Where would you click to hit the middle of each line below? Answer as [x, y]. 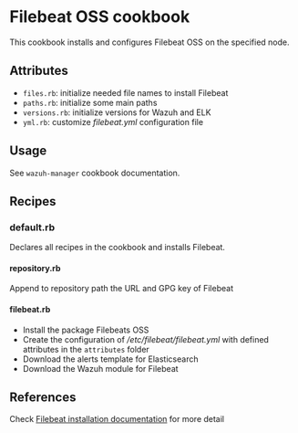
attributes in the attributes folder [86, 349]
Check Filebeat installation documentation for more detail [117, 419]
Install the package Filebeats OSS [86, 330]
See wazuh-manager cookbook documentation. [95, 173]
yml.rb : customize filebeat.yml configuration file [113, 121]
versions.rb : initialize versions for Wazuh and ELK [117, 112]
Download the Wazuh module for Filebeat [101, 368]
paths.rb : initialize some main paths [90, 102]
